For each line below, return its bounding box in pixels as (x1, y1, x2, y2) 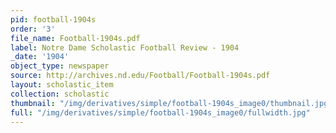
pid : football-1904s (10, 14, 97, 25)
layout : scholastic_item (10, 80, 114, 90)
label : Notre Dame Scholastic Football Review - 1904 (10, 42, 240, 53)
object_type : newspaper (10, 61, 110, 71)
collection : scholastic (10, 89, 110, 99)
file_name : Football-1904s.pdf (10, 33, 141, 43)
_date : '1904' (10, 52, 70, 62)
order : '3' (10, 24, 56, 34)
